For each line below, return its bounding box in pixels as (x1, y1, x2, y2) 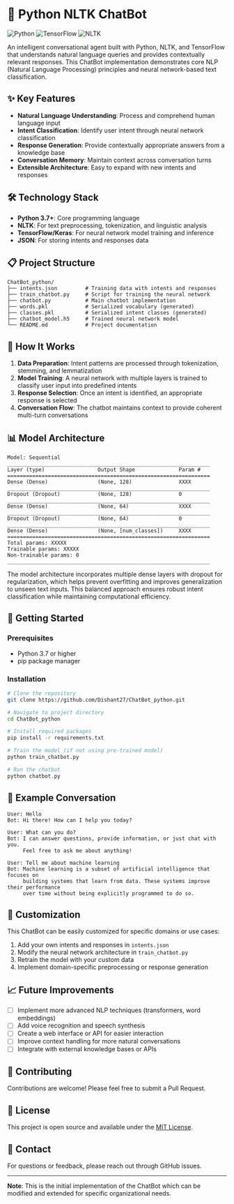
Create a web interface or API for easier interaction (17, 1029, 164, 1038)
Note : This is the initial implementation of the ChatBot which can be (7, 1182, 201, 1190)
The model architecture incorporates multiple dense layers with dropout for (7, 570, 223, 578)
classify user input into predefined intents (17, 382, 137, 390)
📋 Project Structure (7, 257, 95, 269)
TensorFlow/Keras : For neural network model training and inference (17, 228, 214, 236)
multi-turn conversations (17, 411, 88, 419)
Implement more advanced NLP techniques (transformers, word (17, 1006, 201, 1014)
